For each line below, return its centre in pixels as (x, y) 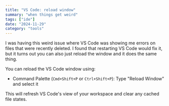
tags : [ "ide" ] (20, 19)
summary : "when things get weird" (42, 15)
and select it (26, 84)
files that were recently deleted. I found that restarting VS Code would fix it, (84, 48)
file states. (16, 99)
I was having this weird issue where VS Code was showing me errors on (80, 43)
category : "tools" (25, 29)
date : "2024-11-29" (26, 24)
